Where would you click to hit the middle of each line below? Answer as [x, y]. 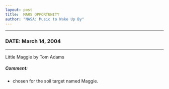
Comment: [17, 68]
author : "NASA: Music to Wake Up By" [45, 19]
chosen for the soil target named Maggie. [55, 81]
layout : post [19, 10]
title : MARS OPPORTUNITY [32, 14]
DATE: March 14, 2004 [33, 41]
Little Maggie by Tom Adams [35, 57]
